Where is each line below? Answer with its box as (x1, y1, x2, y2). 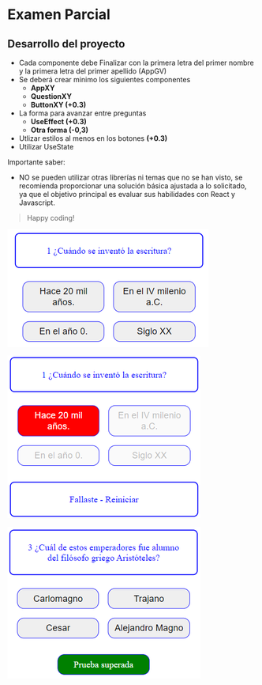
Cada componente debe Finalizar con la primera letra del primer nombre (18, 58, 254, 67)
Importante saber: (7, 157, 66, 167)
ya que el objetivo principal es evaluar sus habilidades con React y (18, 190, 236, 199)
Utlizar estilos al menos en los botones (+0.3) (18, 134, 168, 143)
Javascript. (18, 198, 56, 207)
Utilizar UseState (18, 142, 74, 151)
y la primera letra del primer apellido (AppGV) (18, 66, 167, 76)
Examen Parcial (7, 6, 111, 24)
